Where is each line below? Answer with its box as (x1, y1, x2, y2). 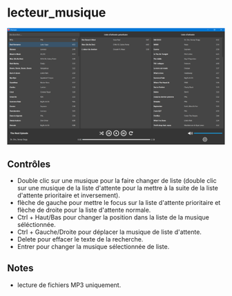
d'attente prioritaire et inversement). (17, 191, 121, 199)
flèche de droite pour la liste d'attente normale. (17, 206, 151, 214)
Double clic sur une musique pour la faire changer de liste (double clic (17, 176, 217, 184)
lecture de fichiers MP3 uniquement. (17, 281, 122, 289)
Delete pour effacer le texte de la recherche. (17, 235, 144, 243)
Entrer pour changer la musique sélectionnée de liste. (17, 242, 170, 250)
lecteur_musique (7, 5, 106, 21)
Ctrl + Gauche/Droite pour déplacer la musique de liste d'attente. (17, 228, 202, 236)
